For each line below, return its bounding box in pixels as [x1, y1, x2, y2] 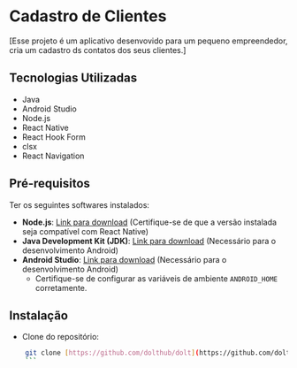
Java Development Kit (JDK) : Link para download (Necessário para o [21, 235, 277, 246]
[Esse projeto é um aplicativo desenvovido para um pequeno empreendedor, [9, 35, 288, 46]
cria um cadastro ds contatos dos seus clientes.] [9, 44, 187, 55]
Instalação [9, 308, 69, 323]
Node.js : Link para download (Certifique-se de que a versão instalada [21, 217, 277, 227]
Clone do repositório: [21, 332, 100, 342]
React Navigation [21, 150, 85, 161]
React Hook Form [21, 131, 86, 142]
